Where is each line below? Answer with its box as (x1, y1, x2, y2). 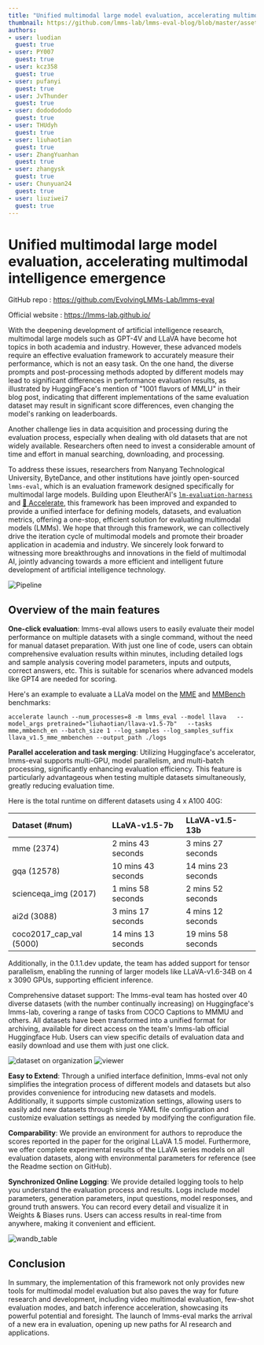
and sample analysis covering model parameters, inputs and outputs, (8, 658, 232, 667)
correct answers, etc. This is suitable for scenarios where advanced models (8, 666, 254, 675)
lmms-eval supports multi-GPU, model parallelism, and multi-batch (8, 756, 225, 766)
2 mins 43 (112, 838, 149, 849)
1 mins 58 (112, 883, 149, 894)
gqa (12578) (12, 866, 60, 877)
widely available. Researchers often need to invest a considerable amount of (8, 442, 255, 451)
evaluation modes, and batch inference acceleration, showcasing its (8, 1303, 229, 1312)
